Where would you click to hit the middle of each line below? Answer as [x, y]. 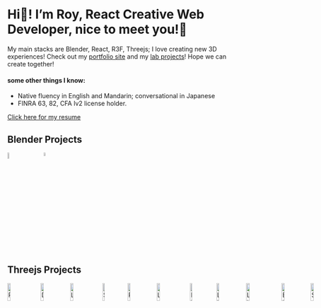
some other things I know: [47, 80]
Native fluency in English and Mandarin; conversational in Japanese [116, 96]
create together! [31, 64]
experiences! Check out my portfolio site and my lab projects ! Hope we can [117, 57]
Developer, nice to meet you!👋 [97, 29]
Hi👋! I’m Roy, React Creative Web [106, 14]
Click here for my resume [44, 117]
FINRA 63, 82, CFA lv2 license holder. [72, 103]
